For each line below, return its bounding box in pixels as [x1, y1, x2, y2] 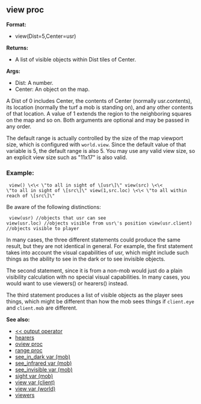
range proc [14, 347, 43, 354]
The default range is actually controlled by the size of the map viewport [6, 134, 184, 141]
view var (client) [14, 379, 55, 386]
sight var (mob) [14, 373, 54, 380]
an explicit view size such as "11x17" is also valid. [6, 154, 128, 161]
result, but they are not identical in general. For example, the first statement [6, 243, 193, 250]
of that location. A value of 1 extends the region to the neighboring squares [6, 110, 192, 117]
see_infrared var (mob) [14, 359, 72, 367]
